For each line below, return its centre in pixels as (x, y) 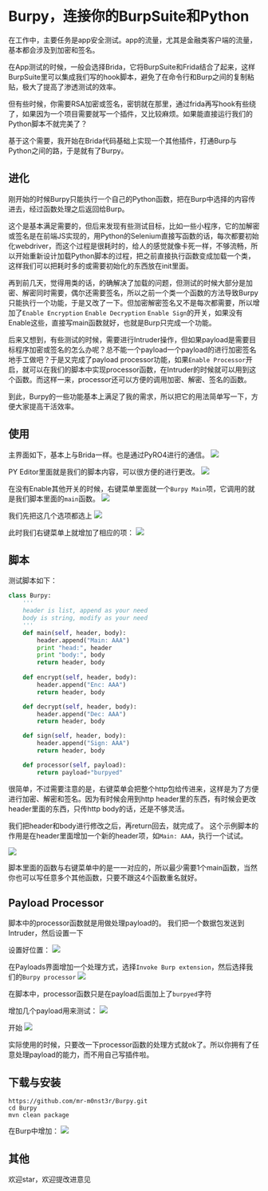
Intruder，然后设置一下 (46, 933)
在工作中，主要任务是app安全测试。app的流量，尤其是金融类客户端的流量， (133, 40)
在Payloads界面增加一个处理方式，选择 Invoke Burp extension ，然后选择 (127, 967)
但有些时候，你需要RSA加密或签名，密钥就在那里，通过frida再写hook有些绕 (132, 104)
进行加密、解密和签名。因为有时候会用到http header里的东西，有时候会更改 (132, 799)
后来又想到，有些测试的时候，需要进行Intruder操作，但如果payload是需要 (129, 339)
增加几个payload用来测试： (53, 1011)
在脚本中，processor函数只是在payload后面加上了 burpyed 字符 (110, 994)
